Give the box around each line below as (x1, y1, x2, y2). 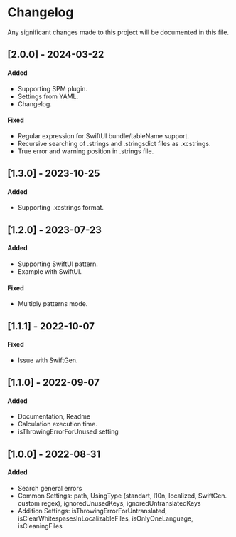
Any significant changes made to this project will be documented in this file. (7, 28, 230, 36)
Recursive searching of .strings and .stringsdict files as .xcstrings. (17, 139, 211, 148)
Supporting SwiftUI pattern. (17, 260, 98, 268)
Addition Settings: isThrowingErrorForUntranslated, (17, 506, 168, 515)
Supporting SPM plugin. (17, 84, 87, 93)
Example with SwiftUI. (17, 267, 82, 275)
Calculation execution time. (17, 420, 97, 429)
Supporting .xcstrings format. (17, 203, 104, 212)
